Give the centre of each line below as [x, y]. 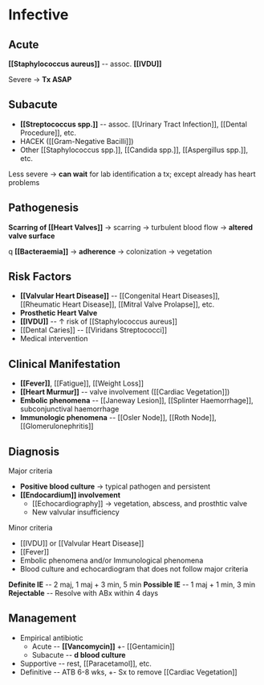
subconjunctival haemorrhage [69, 409]
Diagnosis [34, 451]
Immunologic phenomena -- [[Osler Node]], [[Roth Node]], [118, 418]
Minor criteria [30, 528]
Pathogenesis [43, 208]
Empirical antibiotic [51, 638]
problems [24, 182]
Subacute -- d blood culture [79, 654]
